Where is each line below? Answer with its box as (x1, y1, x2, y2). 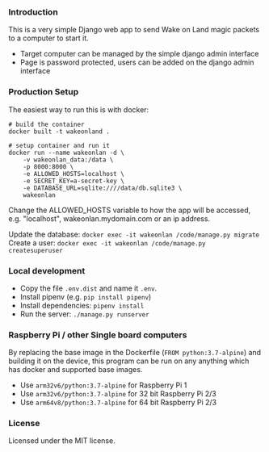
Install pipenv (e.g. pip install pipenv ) (19, 291, 152, 301)
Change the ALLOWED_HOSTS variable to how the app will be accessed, (8, 205, 251, 215)
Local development (8, 265, 86, 276)
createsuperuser (8, 246, 63, 254)
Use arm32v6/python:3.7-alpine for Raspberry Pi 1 (19, 380, 187, 390)
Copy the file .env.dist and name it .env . (19, 283, 158, 293)
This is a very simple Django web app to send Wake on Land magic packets (8, 25, 260, 35)
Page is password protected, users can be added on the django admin (19, 57, 254, 67)
